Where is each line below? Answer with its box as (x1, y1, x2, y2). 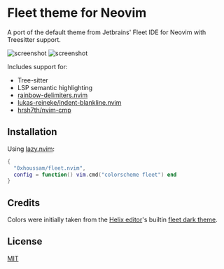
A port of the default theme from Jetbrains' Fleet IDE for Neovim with (7, 28, 206, 36)
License (7, 235, 43, 247)
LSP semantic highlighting (17, 83, 93, 92)
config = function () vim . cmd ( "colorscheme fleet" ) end (13, 171, 177, 178)
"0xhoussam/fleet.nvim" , (13, 164, 86, 172)
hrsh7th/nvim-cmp (17, 106, 71, 114)
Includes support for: (7, 62, 68, 71)
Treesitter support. (7, 35, 62, 43)
